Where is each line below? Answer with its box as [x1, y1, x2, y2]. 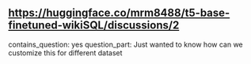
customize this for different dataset [8, 47, 123, 58]
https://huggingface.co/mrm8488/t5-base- [8, 6, 230, 20]
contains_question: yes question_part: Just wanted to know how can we [8, 40, 243, 49]
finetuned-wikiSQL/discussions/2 [8, 19, 180, 32]
